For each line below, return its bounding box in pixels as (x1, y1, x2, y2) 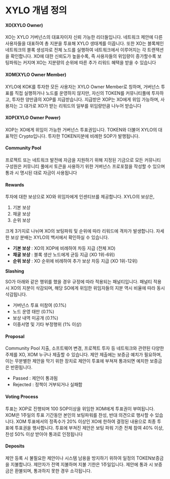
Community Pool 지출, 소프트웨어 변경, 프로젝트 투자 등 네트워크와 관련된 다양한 (5, 345, 164, 352)
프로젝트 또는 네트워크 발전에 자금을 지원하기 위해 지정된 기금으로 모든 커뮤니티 (5, 157, 161, 163)
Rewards (5, 181, 24, 188)
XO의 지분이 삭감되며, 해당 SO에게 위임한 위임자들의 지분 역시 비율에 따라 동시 (10, 285, 165, 291)
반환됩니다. (10, 364, 33, 370)
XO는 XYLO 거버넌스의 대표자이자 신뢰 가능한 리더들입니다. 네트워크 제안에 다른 (5, 34, 163, 40)
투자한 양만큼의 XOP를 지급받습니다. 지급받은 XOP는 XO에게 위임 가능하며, (12, 96, 160, 102)
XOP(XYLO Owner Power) (5, 115, 61, 121)
